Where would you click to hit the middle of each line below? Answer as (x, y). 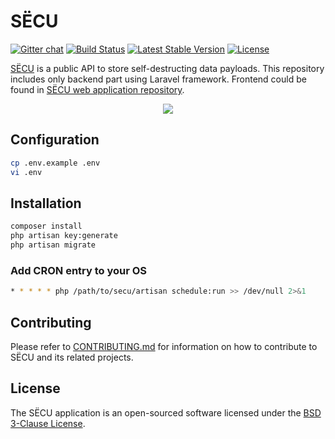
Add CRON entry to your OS (79, 270)
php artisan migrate (53, 245)
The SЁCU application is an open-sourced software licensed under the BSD (166, 412)
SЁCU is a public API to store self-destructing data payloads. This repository (167, 68)
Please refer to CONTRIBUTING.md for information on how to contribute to (164, 346)
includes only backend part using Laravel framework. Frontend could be (158, 79)
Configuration (55, 140)
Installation (46, 203)
